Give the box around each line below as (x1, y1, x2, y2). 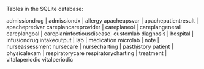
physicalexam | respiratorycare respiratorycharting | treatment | (6, 49, 167, 57)
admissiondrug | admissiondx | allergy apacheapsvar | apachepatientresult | (6, 17, 198, 24)
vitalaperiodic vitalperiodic (6, 56, 74, 63)
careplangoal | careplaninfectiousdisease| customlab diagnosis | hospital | (6, 30, 194, 37)
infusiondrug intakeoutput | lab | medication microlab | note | (6, 37, 159, 43)
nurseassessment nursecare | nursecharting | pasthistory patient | (6, 43, 173, 50)
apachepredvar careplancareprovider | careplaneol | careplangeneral (6, 24, 181, 31)
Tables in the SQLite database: (6, 5, 84, 12)
